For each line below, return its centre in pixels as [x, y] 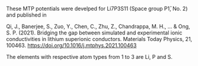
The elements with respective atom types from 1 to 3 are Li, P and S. [90, 57]
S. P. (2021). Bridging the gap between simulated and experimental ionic [94, 33]
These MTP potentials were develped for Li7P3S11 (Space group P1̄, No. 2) [97, 9]
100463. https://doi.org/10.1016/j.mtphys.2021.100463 [71, 45]
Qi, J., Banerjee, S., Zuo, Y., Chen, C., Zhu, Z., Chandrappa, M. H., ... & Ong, [98, 26]
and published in [26, 15]
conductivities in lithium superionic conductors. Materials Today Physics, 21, [99, 39]
